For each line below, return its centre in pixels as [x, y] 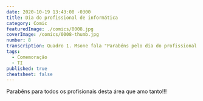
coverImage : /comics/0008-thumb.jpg [53, 35]
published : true [27, 68]
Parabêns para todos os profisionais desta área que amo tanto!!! [87, 91]
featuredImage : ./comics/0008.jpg [50, 29]
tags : [13, 52]
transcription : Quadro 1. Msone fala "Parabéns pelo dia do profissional [102, 46]
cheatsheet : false [29, 74]
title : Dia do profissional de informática [62, 18]
